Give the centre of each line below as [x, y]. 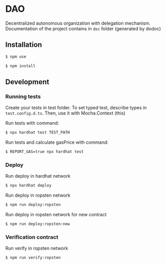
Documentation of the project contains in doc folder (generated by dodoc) [83, 28]
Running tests [23, 97]
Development [27, 82]
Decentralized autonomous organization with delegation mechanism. [78, 23]
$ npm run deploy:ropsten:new [38, 224]
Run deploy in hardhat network [38, 176]
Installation [24, 45]
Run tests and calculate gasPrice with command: [57, 142]
